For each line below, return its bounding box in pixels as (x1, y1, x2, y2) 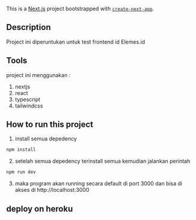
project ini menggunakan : (6, 71, 71, 78)
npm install (6, 146, 36, 153)
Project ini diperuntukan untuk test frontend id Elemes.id (6, 38, 146, 45)
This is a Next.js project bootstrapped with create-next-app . (6, 5, 155, 12)
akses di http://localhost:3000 (14, 187, 90, 194)
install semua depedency (14, 135, 77, 142)
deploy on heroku (6, 203, 73, 214)
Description (6, 22, 51, 32)
